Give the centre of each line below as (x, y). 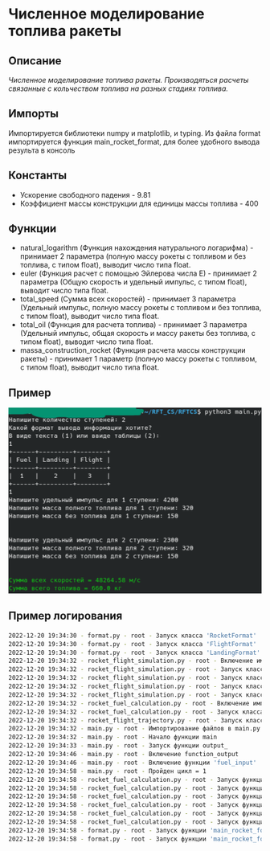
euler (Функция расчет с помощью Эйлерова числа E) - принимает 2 (138, 273)
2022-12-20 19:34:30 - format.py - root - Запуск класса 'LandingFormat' (135, 653)
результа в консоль (42, 150)
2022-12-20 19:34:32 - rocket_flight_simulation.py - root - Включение (131, 661)
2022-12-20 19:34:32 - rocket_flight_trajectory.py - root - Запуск (125, 720)
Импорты (33, 114)
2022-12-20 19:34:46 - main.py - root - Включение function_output (124, 755)
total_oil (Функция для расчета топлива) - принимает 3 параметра (133, 325)
